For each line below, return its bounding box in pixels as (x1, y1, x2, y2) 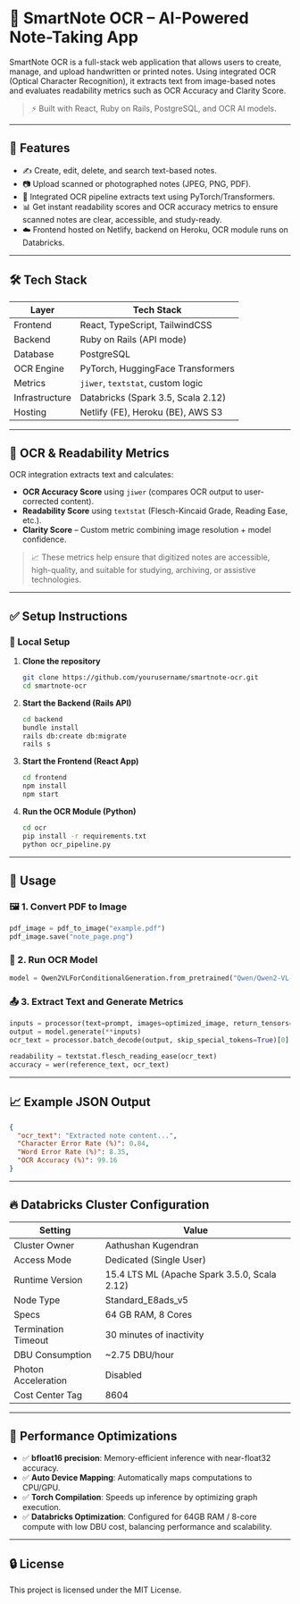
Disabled (104, 1368, 143, 1380)
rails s (21, 739, 51, 749)
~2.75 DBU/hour (104, 1348, 175, 1361)
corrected (21, 496, 60, 507)
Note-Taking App (9, 27, 138, 47)
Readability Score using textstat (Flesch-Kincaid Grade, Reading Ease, (21, 505, 288, 517)
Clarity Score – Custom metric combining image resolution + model (21, 525, 271, 536)
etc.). (21, 515, 42, 526)
